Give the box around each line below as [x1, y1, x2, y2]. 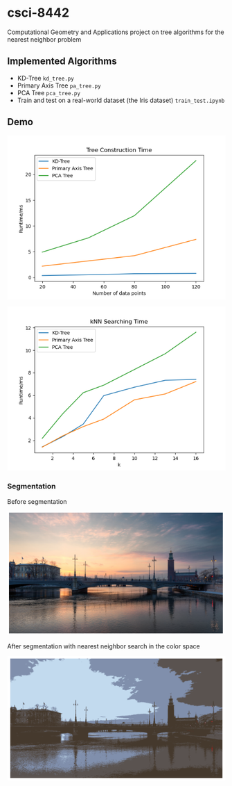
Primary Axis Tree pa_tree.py [17, 81, 102, 90]
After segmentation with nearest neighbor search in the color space [7, 641, 201, 650]
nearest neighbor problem [7, 35, 82, 43]
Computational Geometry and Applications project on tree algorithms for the [7, 28, 224, 36]
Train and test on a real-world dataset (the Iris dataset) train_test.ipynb [17, 96, 225, 104]
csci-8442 [7, 5, 70, 21]
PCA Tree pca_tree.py [17, 88, 81, 97]
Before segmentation [7, 497, 67, 505]
